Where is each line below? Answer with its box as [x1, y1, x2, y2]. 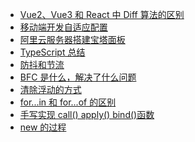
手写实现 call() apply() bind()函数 [19, 109, 155, 120]
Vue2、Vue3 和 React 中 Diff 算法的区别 [19, 9, 185, 20]
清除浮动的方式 [19, 84, 82, 95]
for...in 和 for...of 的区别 [19, 96, 117, 108]
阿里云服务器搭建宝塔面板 [19, 34, 126, 45]
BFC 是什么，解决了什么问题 [19, 71, 137, 83]
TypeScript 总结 [19, 46, 86, 58]
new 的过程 [19, 121, 67, 133]
